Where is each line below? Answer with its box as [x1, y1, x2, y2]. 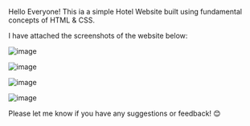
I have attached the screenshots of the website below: [8, 31, 188, 40]
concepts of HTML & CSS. [8, 15, 95, 25]
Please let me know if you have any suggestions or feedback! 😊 [8, 108, 221, 118]
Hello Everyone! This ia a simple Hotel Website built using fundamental [8, 7, 243, 16]
